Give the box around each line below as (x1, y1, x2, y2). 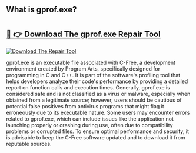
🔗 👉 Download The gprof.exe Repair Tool (6, 29, 161, 39)
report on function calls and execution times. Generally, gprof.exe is (6, 84, 171, 91)
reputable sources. (6, 141, 52, 147)
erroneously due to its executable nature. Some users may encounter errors (6, 109, 190, 116)
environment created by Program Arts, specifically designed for (6, 65, 161, 72)
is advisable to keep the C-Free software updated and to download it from (6, 134, 185, 141)
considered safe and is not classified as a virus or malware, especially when (6, 91, 191, 97)
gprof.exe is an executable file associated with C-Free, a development (6, 59, 175, 66)
